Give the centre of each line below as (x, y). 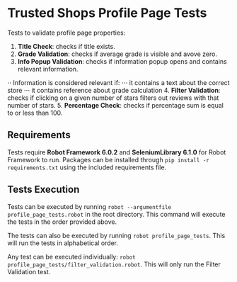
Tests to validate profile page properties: (67, 33)
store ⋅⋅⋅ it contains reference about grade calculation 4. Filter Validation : (114, 90)
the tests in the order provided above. (62, 222)
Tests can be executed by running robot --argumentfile (89, 206)
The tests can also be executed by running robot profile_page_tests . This (116, 235)
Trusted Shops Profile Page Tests (107, 13)
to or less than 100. (35, 113)
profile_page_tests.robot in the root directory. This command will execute (116, 214)
